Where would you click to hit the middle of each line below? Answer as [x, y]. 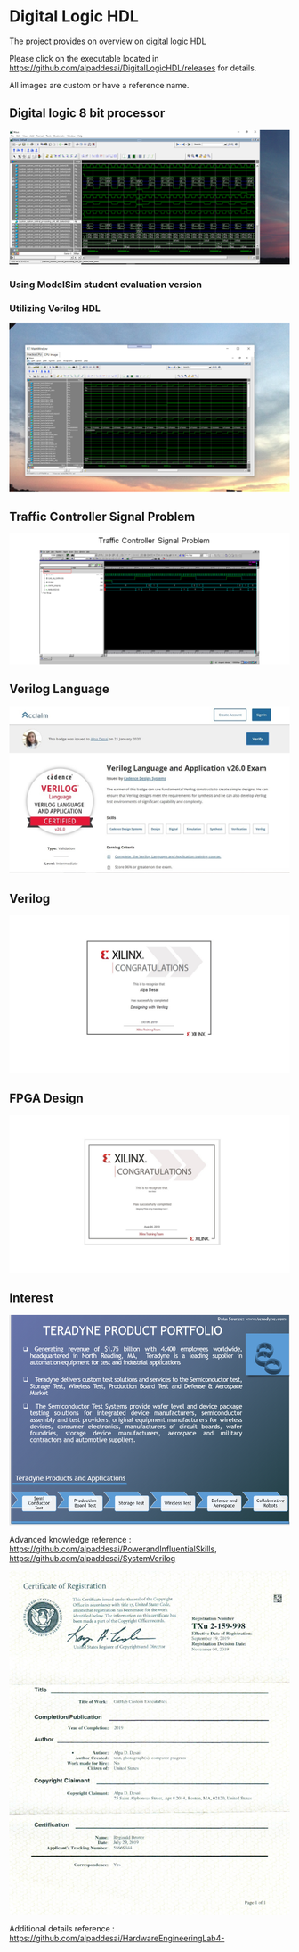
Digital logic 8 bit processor [87, 113]
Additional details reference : [62, 1929]
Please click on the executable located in [84, 58]
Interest [31, 1299]
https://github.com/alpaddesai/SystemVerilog [93, 1559]
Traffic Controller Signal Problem [102, 516]
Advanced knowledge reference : [70, 1540]
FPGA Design [47, 1099]
